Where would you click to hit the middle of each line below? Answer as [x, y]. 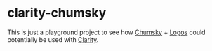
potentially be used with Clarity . [53, 39]
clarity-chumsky [57, 13]
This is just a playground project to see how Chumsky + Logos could [106, 32]
